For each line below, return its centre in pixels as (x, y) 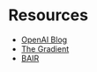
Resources (48, 15)
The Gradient (45, 48)
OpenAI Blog (44, 40)
